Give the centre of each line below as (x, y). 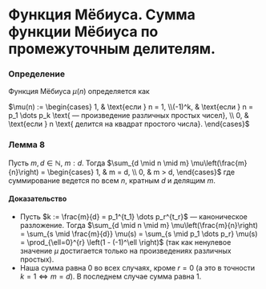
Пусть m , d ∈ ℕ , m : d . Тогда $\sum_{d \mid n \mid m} (99, 163)
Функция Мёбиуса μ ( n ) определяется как (79, 92)
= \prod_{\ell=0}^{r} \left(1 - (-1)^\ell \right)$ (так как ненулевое (125, 242)
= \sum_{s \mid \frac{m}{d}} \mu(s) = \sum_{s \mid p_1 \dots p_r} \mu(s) (139, 234)
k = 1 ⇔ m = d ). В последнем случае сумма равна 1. (111, 276)
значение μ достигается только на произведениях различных (125, 250)
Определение (37, 74)
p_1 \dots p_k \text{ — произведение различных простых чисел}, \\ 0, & (129, 116)
